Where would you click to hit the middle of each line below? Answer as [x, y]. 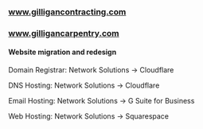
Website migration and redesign [62, 52]
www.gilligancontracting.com [67, 12]
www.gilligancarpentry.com [64, 33]
